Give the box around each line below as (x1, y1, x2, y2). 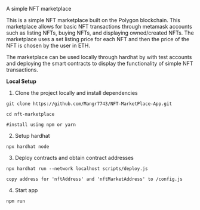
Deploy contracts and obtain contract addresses (14, 155, 134, 161)
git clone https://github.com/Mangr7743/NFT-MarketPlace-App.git (6, 101, 172, 107)
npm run (6, 198, 26, 204)
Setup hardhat (14, 132, 50, 139)
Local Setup (6, 78, 37, 85)
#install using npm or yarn (6, 122, 76, 128)
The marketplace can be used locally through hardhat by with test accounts (6, 54, 192, 60)
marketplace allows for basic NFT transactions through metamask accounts (6, 23, 192, 30)
